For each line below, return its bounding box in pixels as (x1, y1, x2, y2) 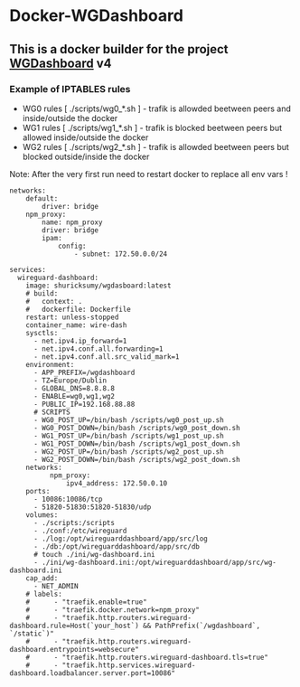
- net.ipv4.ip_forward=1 (33, 336, 127, 345)
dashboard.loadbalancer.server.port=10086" (9, 668, 176, 678)
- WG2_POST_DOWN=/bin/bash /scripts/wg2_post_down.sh (33, 455, 241, 464)
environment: (25, 360, 75, 369)
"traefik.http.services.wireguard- (61, 661, 196, 670)
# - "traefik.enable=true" (25, 598, 147, 607)
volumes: (25, 510, 59, 520)
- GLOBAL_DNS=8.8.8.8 (33, 383, 116, 393)
